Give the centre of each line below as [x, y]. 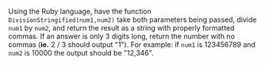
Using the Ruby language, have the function [80, 11]
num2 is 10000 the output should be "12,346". [81, 53]
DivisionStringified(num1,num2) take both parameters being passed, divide [132, 20]
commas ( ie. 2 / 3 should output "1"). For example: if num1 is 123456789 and [132, 45]
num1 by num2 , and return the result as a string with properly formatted [121, 28]
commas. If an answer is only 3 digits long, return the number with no [122, 36]
